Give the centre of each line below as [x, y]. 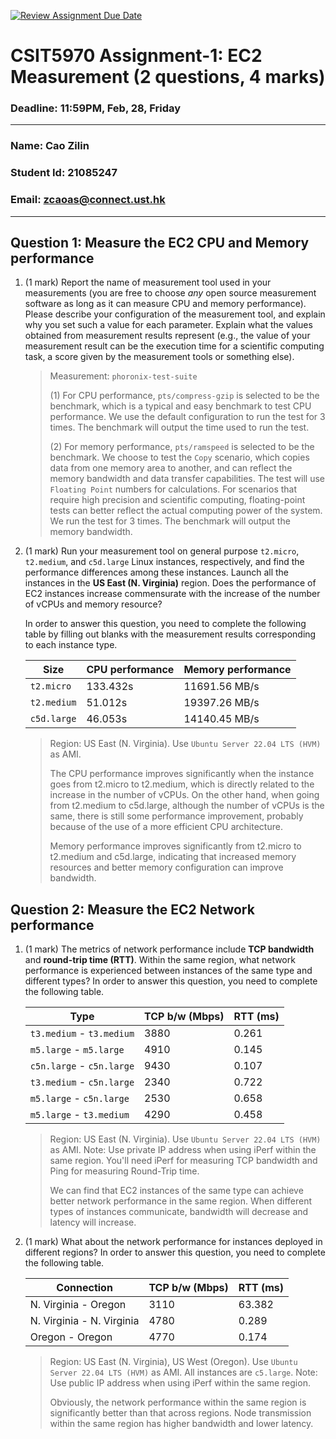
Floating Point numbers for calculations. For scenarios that [173, 489]
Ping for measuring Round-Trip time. [124, 1171]
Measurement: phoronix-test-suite [123, 376]
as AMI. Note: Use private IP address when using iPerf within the [183, 1150]
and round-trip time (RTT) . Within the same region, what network [160, 960]
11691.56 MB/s [221, 687]
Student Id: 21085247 [64, 173]
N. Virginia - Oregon [78, 1305]
